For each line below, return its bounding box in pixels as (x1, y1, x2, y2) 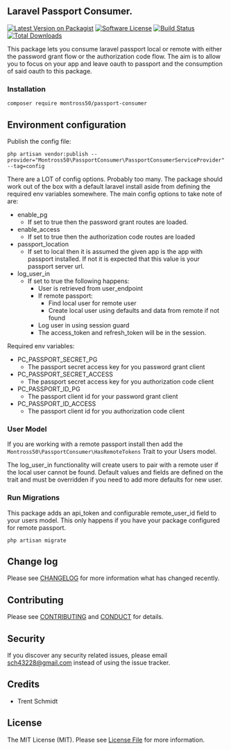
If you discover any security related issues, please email (7, 651, 168, 659)
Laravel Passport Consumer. (7, 6, 133, 17)
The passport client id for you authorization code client (27, 407, 185, 415)
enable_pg (17, 210, 48, 219)
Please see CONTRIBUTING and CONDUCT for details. (7, 613, 164, 621)
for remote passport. (7, 523, 67, 531)
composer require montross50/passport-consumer (7, 100, 148, 107)
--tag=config (7, 162, 45, 169)
